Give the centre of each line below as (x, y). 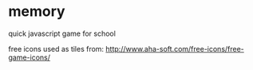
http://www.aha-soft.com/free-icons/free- (175, 49)
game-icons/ (29, 57)
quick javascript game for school (62, 33)
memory (37, 12)
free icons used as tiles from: (56, 49)
